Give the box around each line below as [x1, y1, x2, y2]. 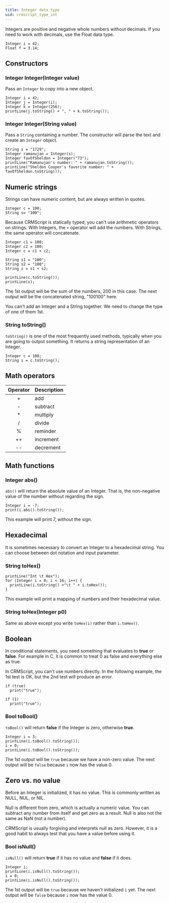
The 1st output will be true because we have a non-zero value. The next [5, 756, 155, 762]
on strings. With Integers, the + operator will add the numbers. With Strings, [5, 225, 162, 231]
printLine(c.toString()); [5, 275, 60, 280]
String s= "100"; [5, 210, 42, 216]
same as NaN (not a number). [5, 816, 67, 822]
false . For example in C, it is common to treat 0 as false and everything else [5, 653, 162, 659]
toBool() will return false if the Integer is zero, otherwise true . [5, 724, 135, 730]
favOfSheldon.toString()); [5, 169, 62, 174]
